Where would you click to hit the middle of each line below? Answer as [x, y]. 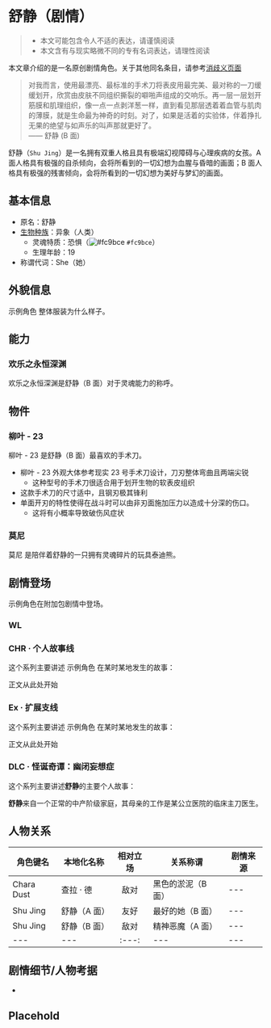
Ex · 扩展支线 [33, 708]
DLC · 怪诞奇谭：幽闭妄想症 [61, 767]
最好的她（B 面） [185, 911]
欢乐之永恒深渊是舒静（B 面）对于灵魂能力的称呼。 [93, 383]
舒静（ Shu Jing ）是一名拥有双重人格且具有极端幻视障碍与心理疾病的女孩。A [135, 152]
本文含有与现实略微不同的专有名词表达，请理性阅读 [125, 50]
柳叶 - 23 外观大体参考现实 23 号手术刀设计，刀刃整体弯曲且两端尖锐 [134, 472]
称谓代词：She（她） [55, 262]
